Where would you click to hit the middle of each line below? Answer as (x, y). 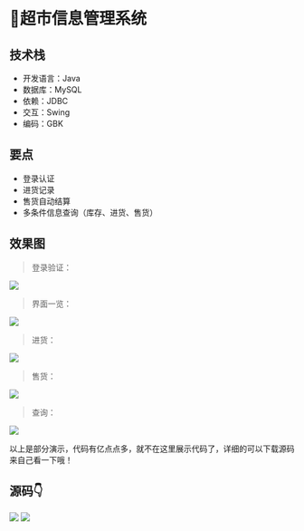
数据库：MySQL (52, 90)
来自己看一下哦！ (41, 459)
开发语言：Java (52, 78)
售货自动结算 (46, 201)
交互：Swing (46, 112)
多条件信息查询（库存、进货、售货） (90, 212)
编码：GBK (43, 124)
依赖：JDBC (45, 101)
